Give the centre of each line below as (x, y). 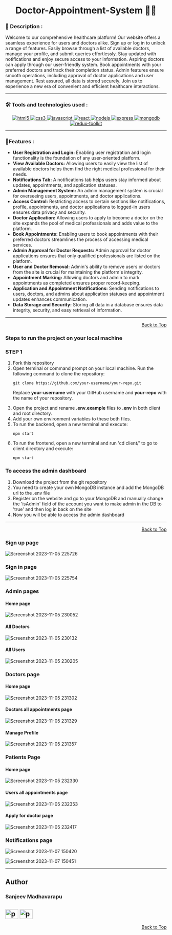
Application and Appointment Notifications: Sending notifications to (86, 288)
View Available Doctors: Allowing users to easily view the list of (80, 164)
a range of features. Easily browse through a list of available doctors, (78, 49)
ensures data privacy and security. (49, 212)
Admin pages (22, 591)
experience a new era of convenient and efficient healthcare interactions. (83, 86)
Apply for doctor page (29, 816)
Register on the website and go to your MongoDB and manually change (88, 498)
